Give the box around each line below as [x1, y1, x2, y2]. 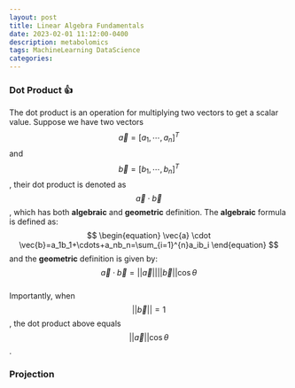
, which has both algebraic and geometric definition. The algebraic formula [9, 207, 286, 218]
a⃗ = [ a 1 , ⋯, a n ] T [118, 130, 180, 144]
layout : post [9, 12, 58, 22]
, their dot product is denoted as [9, 179, 127, 190]
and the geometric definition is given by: [9, 253, 158, 264]
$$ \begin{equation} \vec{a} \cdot [87, 230, 211, 241]
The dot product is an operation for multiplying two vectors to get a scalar [9, 107, 279, 118]
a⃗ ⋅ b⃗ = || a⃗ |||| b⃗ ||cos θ [100, 268, 198, 278]
